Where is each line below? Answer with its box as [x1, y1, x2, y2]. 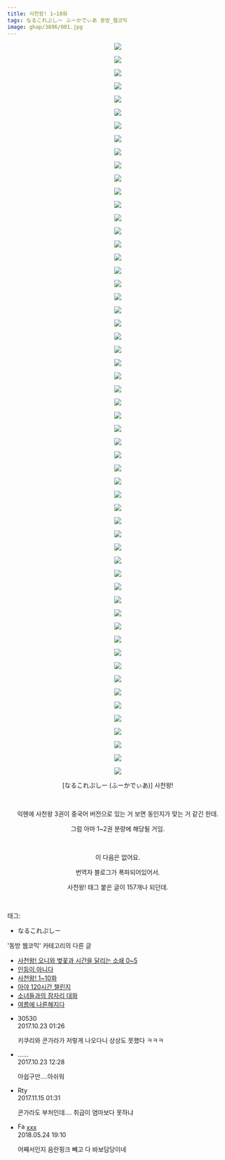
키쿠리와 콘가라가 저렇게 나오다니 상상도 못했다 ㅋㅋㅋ [17, 1036, 164, 1045]
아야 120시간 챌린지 [17, 983, 71, 991]
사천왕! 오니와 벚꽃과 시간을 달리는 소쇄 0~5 [17, 956, 138, 965]
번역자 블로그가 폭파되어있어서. [75, 868, 161, 877]
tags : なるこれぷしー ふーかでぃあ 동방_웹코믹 [7, 17, 128, 24]
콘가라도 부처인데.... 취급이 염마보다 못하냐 [17, 1108, 134, 1117]
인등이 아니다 [17, 965, 54, 974]
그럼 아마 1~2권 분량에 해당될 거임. [70, 825, 165, 833]
